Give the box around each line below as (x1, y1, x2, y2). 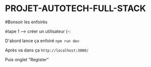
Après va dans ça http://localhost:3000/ (5, 47, 89, 53)
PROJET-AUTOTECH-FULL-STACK (5, 3, 146, 14)
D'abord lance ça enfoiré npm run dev (5, 37, 80, 44)
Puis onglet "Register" (5, 56, 49, 62)
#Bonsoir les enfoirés (5, 19, 47, 25)
